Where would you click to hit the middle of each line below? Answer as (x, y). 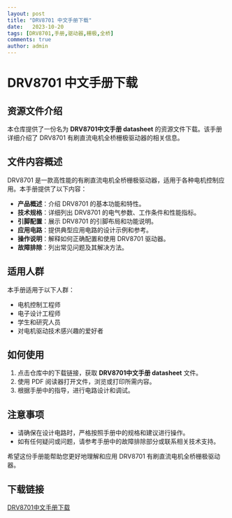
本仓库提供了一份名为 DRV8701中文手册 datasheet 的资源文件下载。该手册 (115, 129)
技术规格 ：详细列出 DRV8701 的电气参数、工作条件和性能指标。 (109, 212)
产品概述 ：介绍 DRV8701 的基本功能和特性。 (81, 203)
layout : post (26, 14)
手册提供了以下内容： (56, 189)
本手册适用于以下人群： (41, 289)
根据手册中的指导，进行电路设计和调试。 (75, 390)
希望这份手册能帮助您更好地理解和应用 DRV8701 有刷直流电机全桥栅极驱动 (114, 456)
